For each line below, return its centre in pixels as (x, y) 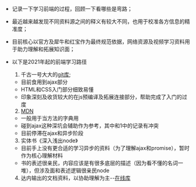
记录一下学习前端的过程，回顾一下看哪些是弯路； (72, 9)
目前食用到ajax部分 (44, 82)
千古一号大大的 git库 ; (46, 74)
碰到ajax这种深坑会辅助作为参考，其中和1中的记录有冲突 (90, 125)
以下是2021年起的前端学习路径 (49, 62)
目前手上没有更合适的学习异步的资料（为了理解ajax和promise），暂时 (105, 148)
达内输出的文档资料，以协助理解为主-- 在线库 (76, 178)
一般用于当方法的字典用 (50, 118)
